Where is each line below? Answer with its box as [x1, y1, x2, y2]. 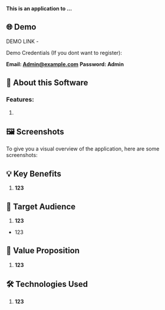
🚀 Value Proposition [6, 246, 80, 256]
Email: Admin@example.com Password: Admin [6, 60, 124, 67]
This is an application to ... [6, 5, 72, 12]
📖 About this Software [6, 78, 88, 88]
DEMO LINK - [6, 38, 39, 45]
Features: [6, 96, 34, 104]
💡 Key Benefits [6, 168, 62, 179]
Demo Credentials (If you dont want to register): [6, 49, 123, 56]
